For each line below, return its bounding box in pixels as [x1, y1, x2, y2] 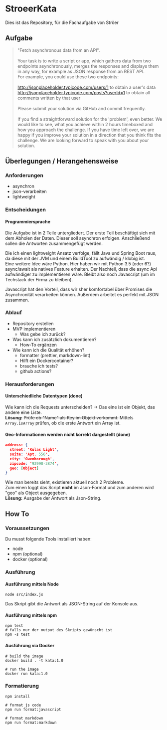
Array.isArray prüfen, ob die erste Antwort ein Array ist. [5, 420, 121, 426]
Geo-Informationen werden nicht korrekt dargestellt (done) [5, 431, 131, 437]
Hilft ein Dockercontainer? [19, 358, 74, 364]
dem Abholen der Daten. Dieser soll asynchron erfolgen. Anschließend [5, 235, 150, 241]
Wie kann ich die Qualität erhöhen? [12, 347, 85, 353]
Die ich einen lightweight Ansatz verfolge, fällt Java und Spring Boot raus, [5, 250, 157, 256]
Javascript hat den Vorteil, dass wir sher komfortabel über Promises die [5, 286, 153, 292]
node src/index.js [5, 592, 43, 597]
